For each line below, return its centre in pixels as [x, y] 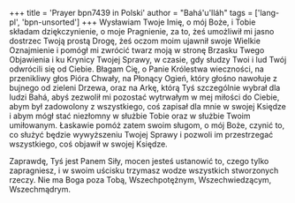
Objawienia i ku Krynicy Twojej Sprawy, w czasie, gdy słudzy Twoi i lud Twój [148, 60]
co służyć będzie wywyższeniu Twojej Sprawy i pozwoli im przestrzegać [141, 135]
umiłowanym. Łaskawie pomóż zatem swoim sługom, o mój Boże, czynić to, [147, 125]
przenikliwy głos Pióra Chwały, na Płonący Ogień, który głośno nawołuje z [144, 78]
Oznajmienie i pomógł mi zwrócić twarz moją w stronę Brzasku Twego [137, 50]
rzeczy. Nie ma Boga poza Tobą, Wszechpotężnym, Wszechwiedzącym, [140, 180]
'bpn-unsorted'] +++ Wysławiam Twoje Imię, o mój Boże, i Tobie [139, 22]
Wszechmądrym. [40, 189]
